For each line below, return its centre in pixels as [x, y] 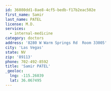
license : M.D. [20, 24]
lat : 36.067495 [26, 80]
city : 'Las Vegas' [24, 48]
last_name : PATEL [23, 19]
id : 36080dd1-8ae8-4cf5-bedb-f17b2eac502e [50, 10]
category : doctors [24, 38]
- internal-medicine [31, 33]
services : [16, 29]
